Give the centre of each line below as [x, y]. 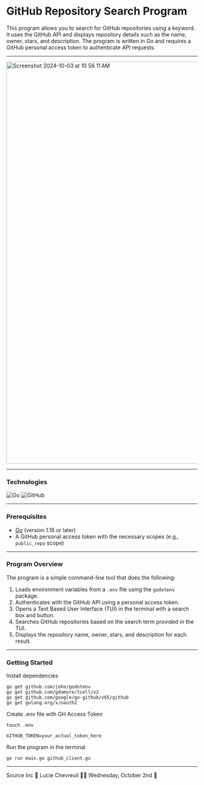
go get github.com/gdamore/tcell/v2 [53, 692]
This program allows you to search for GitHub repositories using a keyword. [101, 28]
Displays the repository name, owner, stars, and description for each [101, 634]
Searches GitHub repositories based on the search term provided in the [104, 621]
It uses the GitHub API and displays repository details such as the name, [97, 34]
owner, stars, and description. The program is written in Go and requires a [99, 41]
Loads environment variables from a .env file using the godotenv [95, 589]
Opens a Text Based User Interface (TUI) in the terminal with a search [102, 609]
